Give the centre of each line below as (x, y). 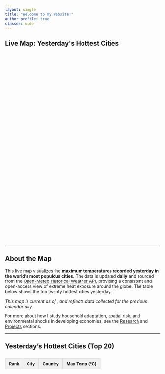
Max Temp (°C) (82, 364)
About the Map (28, 259)
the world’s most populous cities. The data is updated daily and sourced (80, 276)
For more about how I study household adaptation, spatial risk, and (73, 316)
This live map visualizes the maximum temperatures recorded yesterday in (82, 271)
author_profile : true (27, 19)
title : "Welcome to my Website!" (39, 14)
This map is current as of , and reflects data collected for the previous (76, 301)
